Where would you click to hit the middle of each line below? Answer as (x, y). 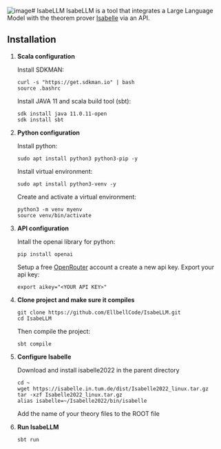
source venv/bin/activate (54, 215)
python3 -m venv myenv (50, 209)
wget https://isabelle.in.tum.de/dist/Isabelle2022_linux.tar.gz (113, 389)
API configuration (43, 228)
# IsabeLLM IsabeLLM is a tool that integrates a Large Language (122, 11)
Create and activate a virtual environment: (76, 197)
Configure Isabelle (44, 357)
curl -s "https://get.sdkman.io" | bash (76, 82)
